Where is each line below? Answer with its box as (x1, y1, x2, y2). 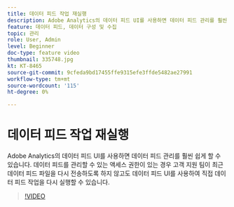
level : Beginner (7, 43, 55, 50)
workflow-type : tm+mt (7, 75, 71, 83)
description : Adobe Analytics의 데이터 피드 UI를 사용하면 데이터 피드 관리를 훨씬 (7, 17, 228, 24)
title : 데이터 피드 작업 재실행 (7, 10, 87, 18)
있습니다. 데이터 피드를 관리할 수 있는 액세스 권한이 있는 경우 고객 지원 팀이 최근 (7, 161, 224, 169)
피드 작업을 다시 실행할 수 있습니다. (14, 178, 110, 187)
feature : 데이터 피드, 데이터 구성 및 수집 (7, 23, 117, 30)
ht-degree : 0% (7, 88, 49, 95)
